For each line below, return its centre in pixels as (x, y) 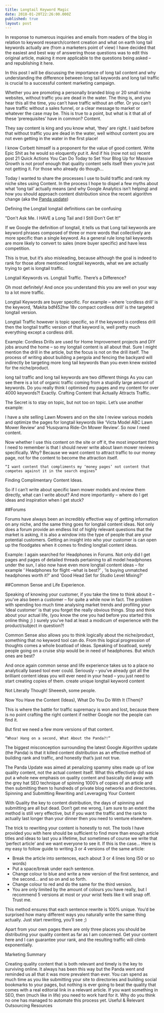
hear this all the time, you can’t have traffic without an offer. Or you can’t (78, 103)
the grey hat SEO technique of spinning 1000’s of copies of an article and (79, 783)
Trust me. (22, 900)
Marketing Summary (26, 954)
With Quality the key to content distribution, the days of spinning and (74, 803)
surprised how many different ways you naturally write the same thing (75, 915)
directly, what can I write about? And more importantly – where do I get (77, 495)
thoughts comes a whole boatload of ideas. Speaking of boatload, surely (78, 646)
